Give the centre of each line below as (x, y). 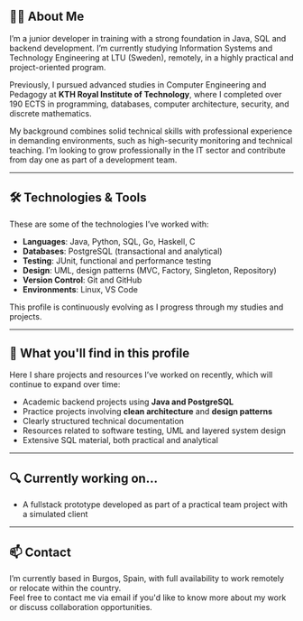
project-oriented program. (58, 67)
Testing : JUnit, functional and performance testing (117, 260)
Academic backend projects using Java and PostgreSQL (128, 402)
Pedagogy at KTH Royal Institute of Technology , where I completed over (146, 94)
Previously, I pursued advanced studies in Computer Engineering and (138, 84)
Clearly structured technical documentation (103, 422)
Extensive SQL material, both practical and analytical (120, 440)
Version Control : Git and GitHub (82, 280)
